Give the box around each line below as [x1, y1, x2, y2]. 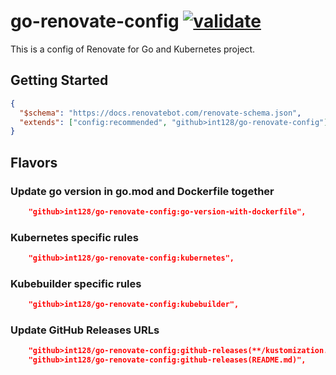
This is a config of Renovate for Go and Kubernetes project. [10, 43, 256, 55]
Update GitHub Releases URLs [10, 323, 160, 337]
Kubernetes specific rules [10, 230, 139, 244]
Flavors [10, 154, 58, 171]
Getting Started [10, 72, 109, 89]
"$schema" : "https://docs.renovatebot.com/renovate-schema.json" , [19, 108, 302, 118]
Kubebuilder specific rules [10, 276, 142, 290]
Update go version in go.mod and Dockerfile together [10, 184, 275, 198]
